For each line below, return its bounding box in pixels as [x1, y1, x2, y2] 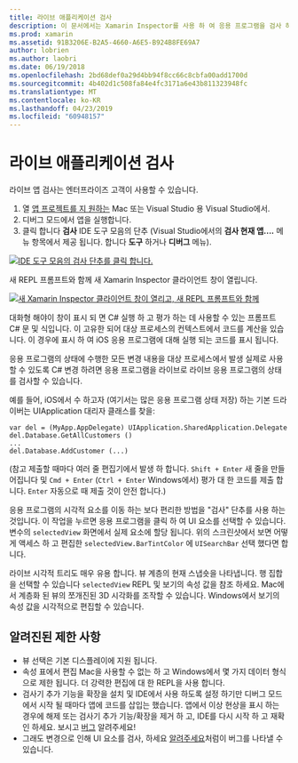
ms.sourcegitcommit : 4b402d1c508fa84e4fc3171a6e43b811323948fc [9, 79, 248, 88]
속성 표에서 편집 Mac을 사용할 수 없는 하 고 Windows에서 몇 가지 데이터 [21, 666, 271, 677]
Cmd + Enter [49, 477, 94, 486]
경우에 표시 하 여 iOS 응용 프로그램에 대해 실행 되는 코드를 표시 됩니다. [36, 334, 279, 345]
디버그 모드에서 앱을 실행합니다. [21, 214, 131, 225]
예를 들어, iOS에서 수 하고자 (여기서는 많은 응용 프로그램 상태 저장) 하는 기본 [9, 395, 271, 406]
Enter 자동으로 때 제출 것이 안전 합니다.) [27, 486, 167, 496]
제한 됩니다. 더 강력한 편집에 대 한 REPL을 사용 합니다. [38, 677, 225, 687]
